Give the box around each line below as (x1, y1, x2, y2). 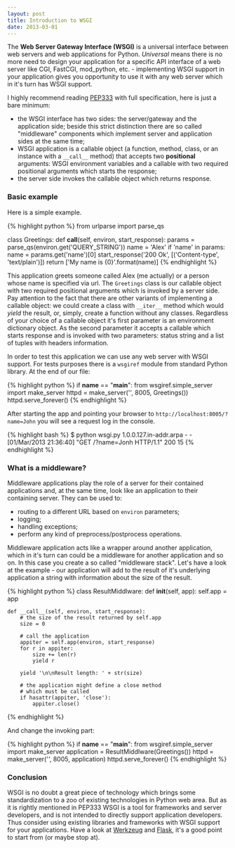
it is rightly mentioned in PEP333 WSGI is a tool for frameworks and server (7, 803, 222, 812)
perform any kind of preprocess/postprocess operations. (17, 529, 182, 538)
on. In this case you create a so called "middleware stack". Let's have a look (7, 558, 227, 567)
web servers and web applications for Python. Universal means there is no (7, 50, 223, 58)
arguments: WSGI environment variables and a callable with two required (17, 160, 229, 168)
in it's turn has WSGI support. (7, 80, 93, 89)
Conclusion (7, 772, 48, 782)
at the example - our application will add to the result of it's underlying (7, 565, 210, 574)
